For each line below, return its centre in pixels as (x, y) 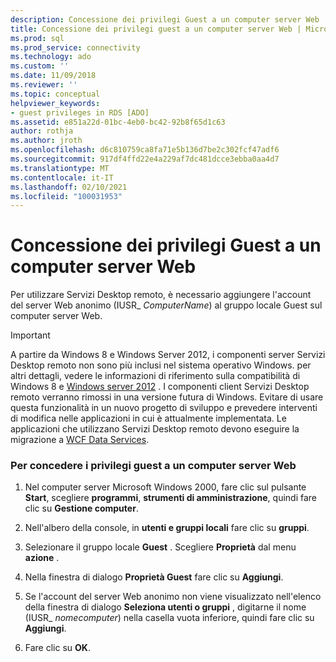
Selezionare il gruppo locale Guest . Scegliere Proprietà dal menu (160, 547)
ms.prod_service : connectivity (75, 47)
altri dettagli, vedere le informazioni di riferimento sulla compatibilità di (155, 376)
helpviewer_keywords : (55, 103)
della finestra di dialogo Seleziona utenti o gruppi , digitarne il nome (165, 607)
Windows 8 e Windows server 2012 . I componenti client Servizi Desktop (160, 387)
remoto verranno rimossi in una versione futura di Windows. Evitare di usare (167, 397)
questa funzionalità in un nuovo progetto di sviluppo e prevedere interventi (164, 408)
